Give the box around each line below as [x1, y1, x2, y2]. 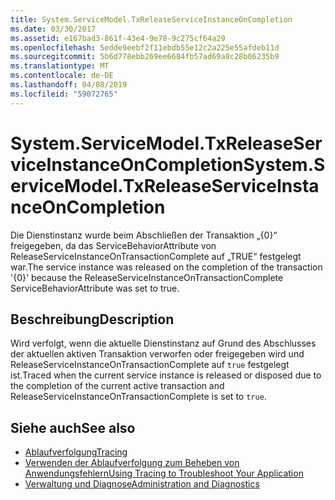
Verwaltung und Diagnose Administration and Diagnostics [24, 478, 260, 490]
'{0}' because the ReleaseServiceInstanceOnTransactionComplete [10, 271, 284, 283]
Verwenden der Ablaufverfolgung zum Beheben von [24, 457, 240, 469]
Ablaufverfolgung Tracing [24, 446, 128, 458]
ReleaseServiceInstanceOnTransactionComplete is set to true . [10, 391, 267, 403]
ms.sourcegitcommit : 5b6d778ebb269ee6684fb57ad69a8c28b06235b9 [10, 52, 280, 62]
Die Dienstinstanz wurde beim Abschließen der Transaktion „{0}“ [10, 229, 278, 241]
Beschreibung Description [10, 311, 175, 328]
